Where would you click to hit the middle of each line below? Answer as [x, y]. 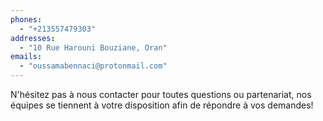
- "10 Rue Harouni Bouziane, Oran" [93, 47]
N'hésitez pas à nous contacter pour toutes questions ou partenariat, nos [161, 94]
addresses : [33, 38]
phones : [26, 19]
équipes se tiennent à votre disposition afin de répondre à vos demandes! [162, 105]
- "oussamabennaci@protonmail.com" [93, 66]
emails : [26, 57]
